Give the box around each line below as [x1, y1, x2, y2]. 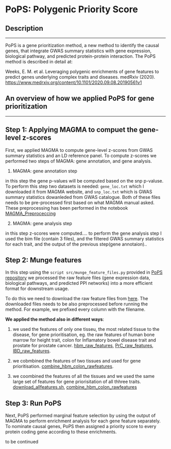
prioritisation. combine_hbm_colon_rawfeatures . [12, 363, 113, 369]
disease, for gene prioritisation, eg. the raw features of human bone [12, 331, 155, 338]
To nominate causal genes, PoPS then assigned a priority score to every [5, 423, 157, 430]
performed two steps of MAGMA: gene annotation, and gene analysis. [5, 158, 152, 164]
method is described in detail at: [5, 59, 73, 64]
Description [5, 24, 43, 33]
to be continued [5, 439, 39, 445]
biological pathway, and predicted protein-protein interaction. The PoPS [5, 53, 156, 59]
